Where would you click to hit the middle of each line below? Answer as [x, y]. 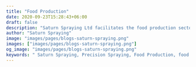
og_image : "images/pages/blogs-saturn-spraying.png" [71, 50]
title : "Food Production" [37, 11]
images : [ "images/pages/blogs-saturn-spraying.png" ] [71, 44]
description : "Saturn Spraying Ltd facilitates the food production [91, 28]
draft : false [22, 22]
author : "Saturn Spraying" [39, 33]
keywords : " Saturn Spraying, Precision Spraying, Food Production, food [98, 55]
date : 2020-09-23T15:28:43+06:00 [47, 17]
